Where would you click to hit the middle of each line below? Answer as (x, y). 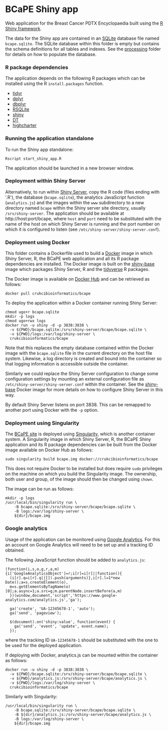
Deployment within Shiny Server (45, 181)
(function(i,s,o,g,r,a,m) (32, 569)
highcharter (24, 125)
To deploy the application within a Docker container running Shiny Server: (81, 303)
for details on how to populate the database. (51, 54)
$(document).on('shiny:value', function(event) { (62, 622)
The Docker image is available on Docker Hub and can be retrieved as (77, 279)
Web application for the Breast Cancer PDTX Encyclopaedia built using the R (84, 23)
